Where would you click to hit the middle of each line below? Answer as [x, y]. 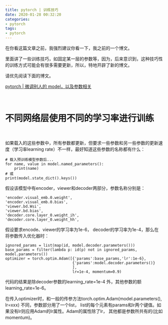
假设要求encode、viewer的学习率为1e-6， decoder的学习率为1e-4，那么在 [82, 230]
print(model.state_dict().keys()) [41, 178]
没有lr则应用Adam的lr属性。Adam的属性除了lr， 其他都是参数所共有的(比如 [86, 311]
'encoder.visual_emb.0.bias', [37, 202]
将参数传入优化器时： [27, 236]
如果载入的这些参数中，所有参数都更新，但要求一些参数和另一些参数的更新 [82, 143]
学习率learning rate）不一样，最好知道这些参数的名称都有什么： [79, 149]
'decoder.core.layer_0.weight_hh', [42, 220]
